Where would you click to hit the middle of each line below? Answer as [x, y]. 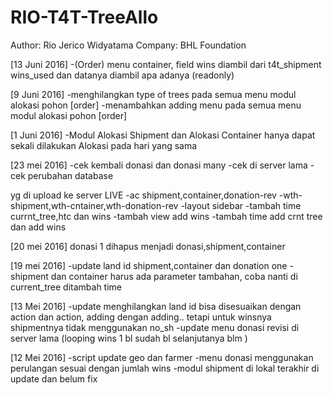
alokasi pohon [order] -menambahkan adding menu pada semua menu [156, 105]
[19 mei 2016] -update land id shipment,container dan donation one [149, 265]
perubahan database [70, 175]
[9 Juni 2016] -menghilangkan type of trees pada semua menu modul [153, 94]
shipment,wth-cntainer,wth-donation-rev [94, 205]
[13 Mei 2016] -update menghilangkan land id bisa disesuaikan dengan [156, 306]
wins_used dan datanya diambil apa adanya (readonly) [122, 75]
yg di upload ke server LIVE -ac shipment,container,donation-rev [143, 195]
